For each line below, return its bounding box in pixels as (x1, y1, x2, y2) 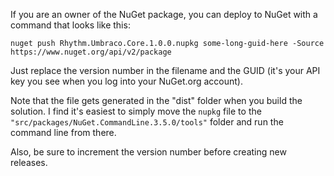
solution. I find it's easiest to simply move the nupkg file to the (10, 105, 262, 117)
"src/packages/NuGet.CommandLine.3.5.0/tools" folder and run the (10, 116, 284, 128)
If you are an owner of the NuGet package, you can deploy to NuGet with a (10, 9, 318, 20)
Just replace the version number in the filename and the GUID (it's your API (10, 65, 321, 76)
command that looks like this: (10, 19, 131, 31)
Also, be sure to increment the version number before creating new (10, 146, 287, 158)
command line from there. (10, 127, 117, 138)
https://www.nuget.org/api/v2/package (10, 47, 172, 57)
